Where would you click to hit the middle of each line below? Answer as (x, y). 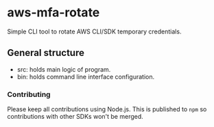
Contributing (29, 94)
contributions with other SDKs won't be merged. (75, 117)
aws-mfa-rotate (53, 13)
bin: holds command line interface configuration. (86, 76)
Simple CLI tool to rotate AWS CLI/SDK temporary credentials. (94, 31)
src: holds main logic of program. (64, 69)
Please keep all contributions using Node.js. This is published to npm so (107, 109)
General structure (46, 53)
